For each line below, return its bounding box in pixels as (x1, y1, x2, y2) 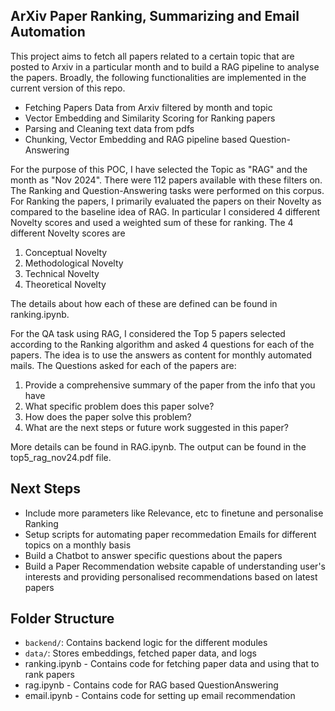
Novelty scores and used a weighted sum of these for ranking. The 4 (10, 216, 294, 228)
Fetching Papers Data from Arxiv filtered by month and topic (24, 101, 273, 113)
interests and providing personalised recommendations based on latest (24, 570, 318, 583)
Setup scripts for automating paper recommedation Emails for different (24, 528, 317, 540)
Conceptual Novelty (24, 246, 108, 258)
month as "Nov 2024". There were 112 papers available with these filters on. (10, 174, 323, 186)
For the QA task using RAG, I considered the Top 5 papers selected (10, 327, 286, 339)
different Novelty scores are (10, 227, 126, 239)
